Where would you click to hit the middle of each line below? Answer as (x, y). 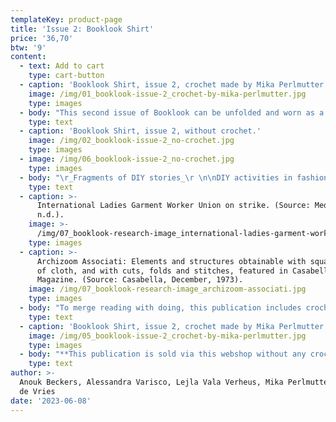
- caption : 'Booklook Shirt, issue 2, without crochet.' (140, 131)
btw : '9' (28, 47)
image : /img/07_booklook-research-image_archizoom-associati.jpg (167, 289)
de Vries (37, 391)
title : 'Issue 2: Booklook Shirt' (82, 29)
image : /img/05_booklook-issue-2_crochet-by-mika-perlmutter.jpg (167, 336)
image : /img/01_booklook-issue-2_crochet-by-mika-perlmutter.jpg (167, 94)
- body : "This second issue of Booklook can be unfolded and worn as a (172, 112)
